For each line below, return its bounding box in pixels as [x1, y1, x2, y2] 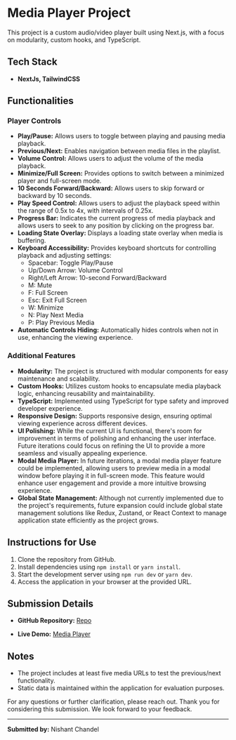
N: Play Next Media [27, 311, 84, 319]
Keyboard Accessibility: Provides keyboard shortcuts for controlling [17, 244, 216, 252]
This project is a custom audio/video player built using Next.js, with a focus [7, 28, 225, 37]
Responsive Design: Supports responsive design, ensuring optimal [17, 411, 212, 420]
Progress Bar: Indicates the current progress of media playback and [17, 214, 216, 223]
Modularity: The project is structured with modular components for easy [17, 366, 228, 375]
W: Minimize [27, 303, 64, 312]
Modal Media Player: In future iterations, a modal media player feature [17, 456, 222, 465]
